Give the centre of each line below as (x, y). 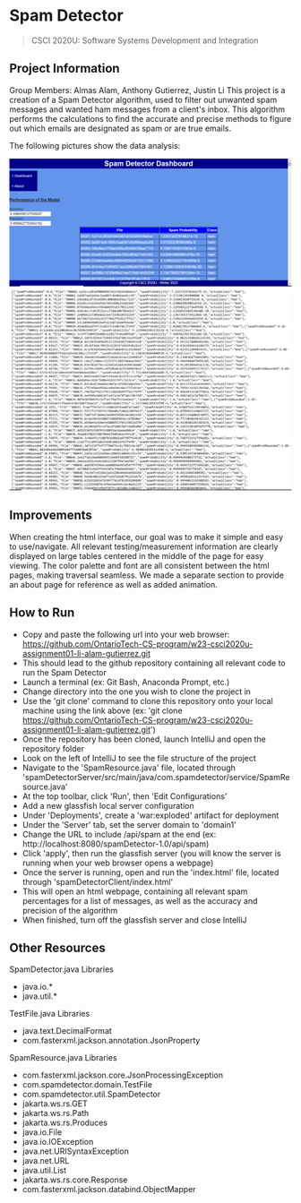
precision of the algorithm (70, 910)
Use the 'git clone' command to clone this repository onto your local (147, 700)
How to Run (42, 613)
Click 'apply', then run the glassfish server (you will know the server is (151, 853)
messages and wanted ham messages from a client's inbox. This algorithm (147, 109)
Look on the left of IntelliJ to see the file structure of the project (139, 758)
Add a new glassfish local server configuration (108, 805)
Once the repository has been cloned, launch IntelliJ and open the (144, 739)
